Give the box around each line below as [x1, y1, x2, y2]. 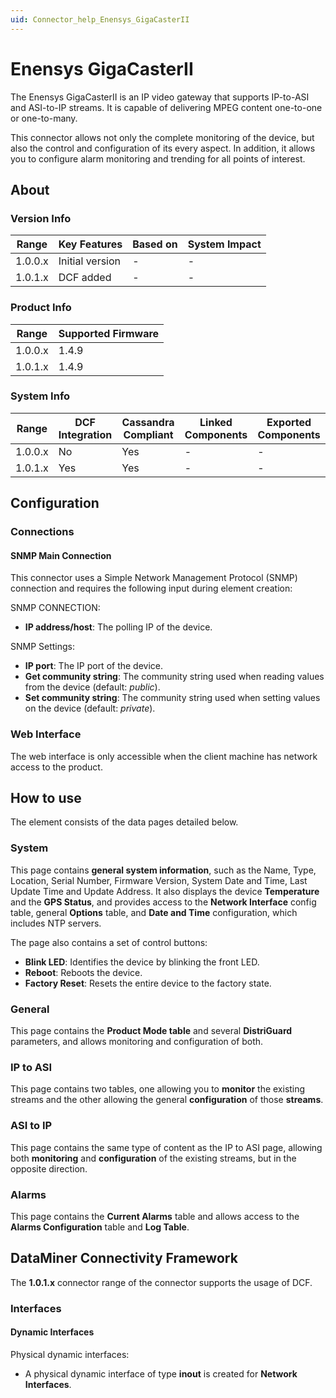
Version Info [10, 211, 72, 225]
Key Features [58, 237, 123, 251]
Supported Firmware [58, 326, 160, 340]
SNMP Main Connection [10, 549, 112, 561]
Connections [10, 525, 75, 539]
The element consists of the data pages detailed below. [10, 816, 239, 828]
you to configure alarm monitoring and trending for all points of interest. [10, 152, 306, 165]
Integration [58, 427, 113, 441]
